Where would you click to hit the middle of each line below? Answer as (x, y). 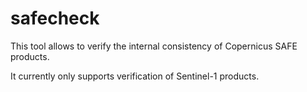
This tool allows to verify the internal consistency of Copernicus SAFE (154, 46)
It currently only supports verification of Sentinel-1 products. (135, 76)
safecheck (55, 18)
